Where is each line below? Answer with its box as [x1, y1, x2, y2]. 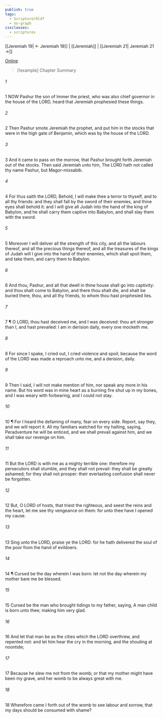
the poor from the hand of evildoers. [5, 544, 78, 550]
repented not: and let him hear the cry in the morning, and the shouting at [5, 639, 152, 645]
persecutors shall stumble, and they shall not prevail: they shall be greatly [5, 466, 152, 472]
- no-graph [9, 21, 32, 26]
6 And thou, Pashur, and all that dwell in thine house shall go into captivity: [5, 282, 154, 288]
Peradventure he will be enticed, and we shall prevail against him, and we [5, 429, 152, 435]
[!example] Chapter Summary [17, 67, 76, 73]
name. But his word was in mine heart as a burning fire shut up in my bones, [5, 387, 158, 393]
